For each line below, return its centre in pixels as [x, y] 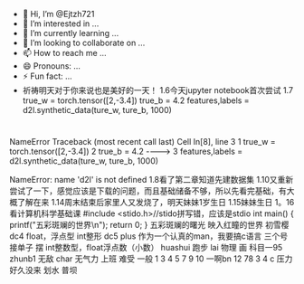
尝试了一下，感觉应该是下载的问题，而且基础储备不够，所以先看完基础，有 [148, 191]
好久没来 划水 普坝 [43, 270]
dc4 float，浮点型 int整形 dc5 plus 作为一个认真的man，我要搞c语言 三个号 [148, 236]
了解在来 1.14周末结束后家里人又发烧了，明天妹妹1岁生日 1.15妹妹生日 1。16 [156, 203]
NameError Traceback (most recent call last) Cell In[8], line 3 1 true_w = [142, 142]
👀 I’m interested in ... [61, 24]
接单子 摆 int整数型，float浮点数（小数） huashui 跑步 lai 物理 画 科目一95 [146, 248]
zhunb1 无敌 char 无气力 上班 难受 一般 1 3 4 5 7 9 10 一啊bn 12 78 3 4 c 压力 [151, 259]
